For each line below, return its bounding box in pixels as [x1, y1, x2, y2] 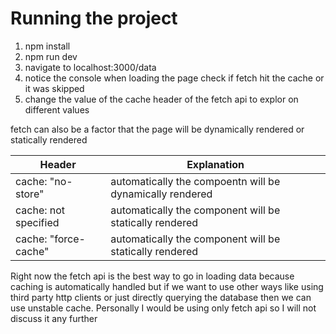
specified [15, 215, 60, 229]
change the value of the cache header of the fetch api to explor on [24, 93, 299, 105]
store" [15, 187, 45, 201]
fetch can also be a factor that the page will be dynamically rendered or [10, 123, 305, 135]
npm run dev [24, 50, 78, 62]
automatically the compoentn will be [110, 174, 281, 188]
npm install [24, 40, 71, 52]
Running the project [10, 7, 178, 30]
